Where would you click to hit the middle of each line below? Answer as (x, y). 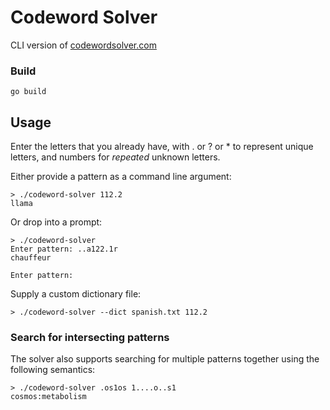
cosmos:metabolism (48, 397)
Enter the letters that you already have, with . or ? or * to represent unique (162, 147)
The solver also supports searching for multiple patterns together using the (165, 359)
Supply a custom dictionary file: (76, 294)
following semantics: (53, 370)
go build (28, 92)
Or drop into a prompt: (56, 222)
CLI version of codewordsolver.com (83, 45)
